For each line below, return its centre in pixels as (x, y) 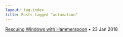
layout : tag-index (25, 10)
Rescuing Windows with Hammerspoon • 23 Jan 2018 (61, 29)
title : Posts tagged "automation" (42, 15)
